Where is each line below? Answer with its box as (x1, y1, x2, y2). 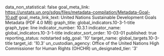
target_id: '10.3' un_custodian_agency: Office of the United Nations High (14, 40, 160, 46)
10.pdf (5, 15, 18, 20)
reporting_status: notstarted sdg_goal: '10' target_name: (5, 35, 118, 41)
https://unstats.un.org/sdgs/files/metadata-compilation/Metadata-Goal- (5, 9, 151, 15)
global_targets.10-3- (118, 35, 160, 41)
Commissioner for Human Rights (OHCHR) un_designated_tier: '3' (5, 46, 138, 51)
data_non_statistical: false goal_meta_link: (5, 4, 90, 10)
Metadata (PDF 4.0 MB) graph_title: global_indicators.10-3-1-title (5, 19, 135, 25)
